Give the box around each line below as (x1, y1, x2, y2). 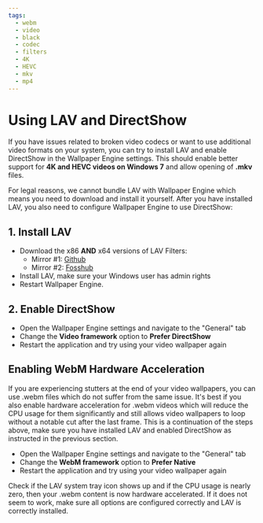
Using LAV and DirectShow (8, 111, 187, 129)
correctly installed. (8, 506, 69, 515)
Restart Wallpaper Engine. (19, 280, 104, 289)
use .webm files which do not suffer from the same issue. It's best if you (8, 392, 242, 401)
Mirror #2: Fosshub (31, 263, 94, 272)
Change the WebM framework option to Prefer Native (19, 457, 196, 466)
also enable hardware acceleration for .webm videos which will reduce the (8, 400, 249, 410)
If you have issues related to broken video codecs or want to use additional (8, 137, 251, 146)
